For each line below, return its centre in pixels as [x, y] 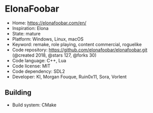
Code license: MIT [31, 66]
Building [18, 92]
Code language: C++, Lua [39, 60]
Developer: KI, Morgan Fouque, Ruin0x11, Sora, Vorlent [69, 77]
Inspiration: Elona [30, 28]
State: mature [26, 33]
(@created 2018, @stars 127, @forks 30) [54, 55]
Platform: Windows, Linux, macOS [48, 39]
